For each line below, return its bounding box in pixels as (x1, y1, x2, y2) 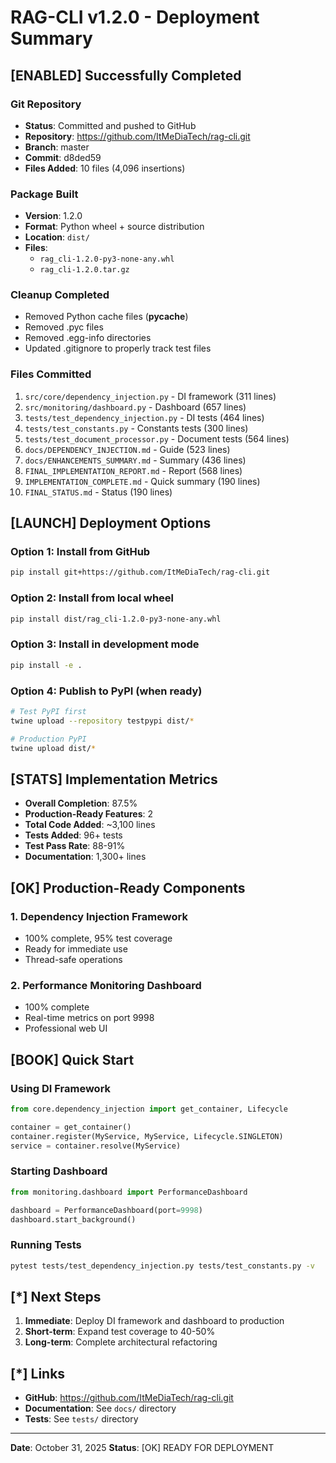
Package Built (10, 187, 79, 201)
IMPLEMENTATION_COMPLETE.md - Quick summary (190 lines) (24, 475, 261, 487)
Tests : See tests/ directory (24, 1413, 139, 1425)
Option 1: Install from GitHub (10, 545, 151, 559)
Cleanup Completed (10, 288, 110, 302)
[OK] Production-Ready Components (10, 879, 246, 896)
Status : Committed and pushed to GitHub (24, 119, 197, 131)
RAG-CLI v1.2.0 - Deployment (10, 6, 260, 29)
